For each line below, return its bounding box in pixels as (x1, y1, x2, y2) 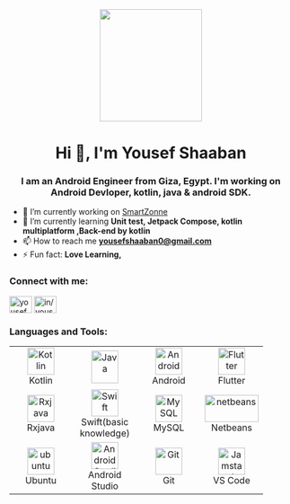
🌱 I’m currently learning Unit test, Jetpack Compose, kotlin (22, 216, 243, 227)
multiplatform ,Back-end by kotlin (22, 225, 151, 236)
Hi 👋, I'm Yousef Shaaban (55, 143, 247, 164)
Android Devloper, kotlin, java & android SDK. (50, 186, 251, 199)
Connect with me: (9, 275, 89, 287)
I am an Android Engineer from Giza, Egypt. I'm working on (21, 175, 281, 188)
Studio (91, 480, 119, 492)
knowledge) (79, 427, 130, 439)
